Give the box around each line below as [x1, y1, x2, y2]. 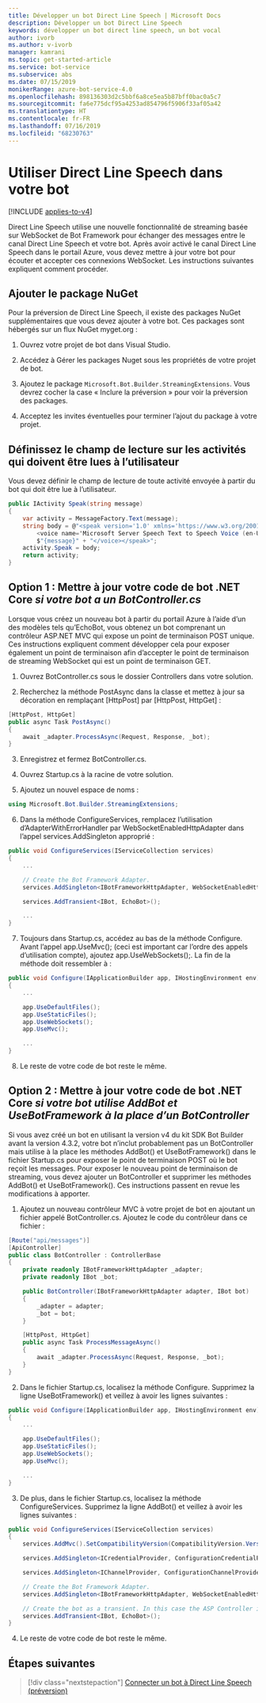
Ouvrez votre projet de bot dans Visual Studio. [19, 340, 171, 349]
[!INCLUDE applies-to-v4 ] [8, 207, 93, 216]
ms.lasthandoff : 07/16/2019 [8, 122, 101, 130]
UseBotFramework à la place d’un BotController [8, 1109, 249, 1122]
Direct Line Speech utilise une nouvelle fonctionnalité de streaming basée [8, 222, 248, 231]
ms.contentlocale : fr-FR [8, 115, 90, 123]
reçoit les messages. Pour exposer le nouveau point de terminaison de [8, 1164, 238, 1173]
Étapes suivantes [8, 1656, 96, 1670]
